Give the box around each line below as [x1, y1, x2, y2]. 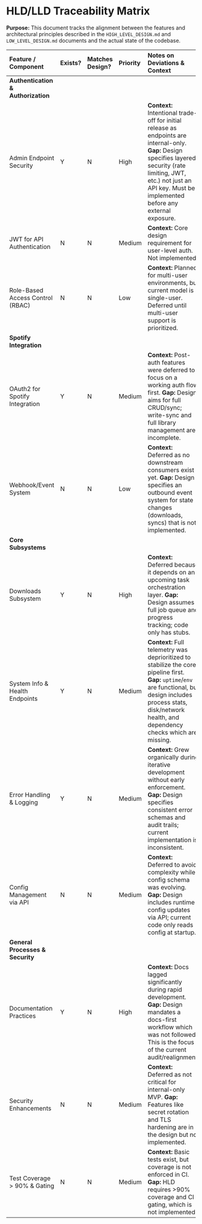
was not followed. [147, 1030, 197, 1039]
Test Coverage [9, 1174, 51, 1182]
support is [147, 316, 176, 324]
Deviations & [147, 58, 185, 67]
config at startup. [147, 928, 197, 936]
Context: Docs [147, 962, 189, 971]
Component [9, 62, 44, 70]
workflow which [147, 1023, 193, 1031]
